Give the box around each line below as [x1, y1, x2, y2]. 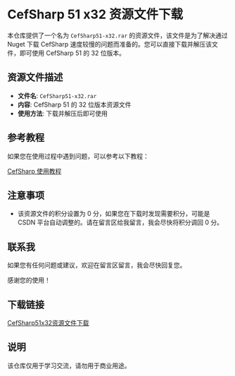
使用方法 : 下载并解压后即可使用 [17, 109, 108, 117]
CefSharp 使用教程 [7, 166, 62, 175]
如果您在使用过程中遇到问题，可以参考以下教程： [7, 152, 149, 160]
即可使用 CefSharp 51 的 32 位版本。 [19, 49, 125, 57]
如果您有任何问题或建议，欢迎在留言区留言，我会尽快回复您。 [7, 261, 186, 269]
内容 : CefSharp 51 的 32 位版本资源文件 [17, 100, 132, 109]
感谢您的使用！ [7, 276, 51, 284]
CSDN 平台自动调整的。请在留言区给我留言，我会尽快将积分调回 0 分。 [17, 218, 224, 226]
